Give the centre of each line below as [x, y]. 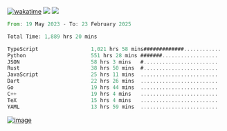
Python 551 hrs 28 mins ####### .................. [112, 55]
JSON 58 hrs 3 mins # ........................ [112, 62]
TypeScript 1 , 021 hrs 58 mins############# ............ [114, 49]
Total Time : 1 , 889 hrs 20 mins [52, 37]
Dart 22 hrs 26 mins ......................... [112, 81]
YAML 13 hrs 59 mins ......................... [112, 107]
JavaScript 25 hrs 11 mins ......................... [112, 75]
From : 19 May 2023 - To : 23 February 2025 [69, 24]
